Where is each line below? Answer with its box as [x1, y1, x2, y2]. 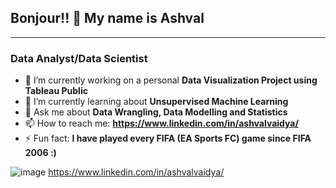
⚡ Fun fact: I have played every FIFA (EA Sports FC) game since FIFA [24, 132, 312, 145]
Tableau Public [24, 85, 88, 97]
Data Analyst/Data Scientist [10, 51, 148, 65]
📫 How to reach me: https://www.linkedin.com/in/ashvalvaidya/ [24, 117, 299, 130]
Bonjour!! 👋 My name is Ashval [10, 10, 205, 27]
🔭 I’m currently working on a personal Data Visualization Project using [24, 74, 318, 86]
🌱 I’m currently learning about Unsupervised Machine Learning [24, 96, 289, 108]
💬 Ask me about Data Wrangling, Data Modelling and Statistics [24, 106, 288, 118]
